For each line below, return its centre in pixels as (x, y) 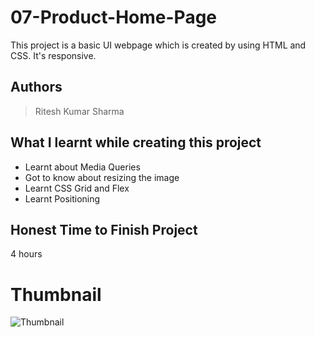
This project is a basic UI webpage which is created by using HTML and (158, 45)
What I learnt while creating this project (136, 142)
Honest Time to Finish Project (104, 229)
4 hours (26, 254)
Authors (36, 87)
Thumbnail (56, 294)
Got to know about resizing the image (102, 177)
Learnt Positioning (62, 198)
